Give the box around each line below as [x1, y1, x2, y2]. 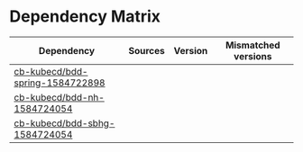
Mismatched [225, 39, 281, 51]
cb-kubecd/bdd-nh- [14, 91, 106, 103]
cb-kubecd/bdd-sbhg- [14, 117, 115, 130]
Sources [128, 44, 165, 57]
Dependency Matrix [9, 6, 161, 27]
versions [234, 49, 272, 62]
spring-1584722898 [14, 76, 106, 89]
